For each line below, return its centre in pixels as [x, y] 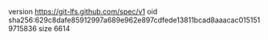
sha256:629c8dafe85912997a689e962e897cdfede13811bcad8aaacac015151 [134, 20]
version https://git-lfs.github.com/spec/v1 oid [83, 12]
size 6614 [55, 28]
